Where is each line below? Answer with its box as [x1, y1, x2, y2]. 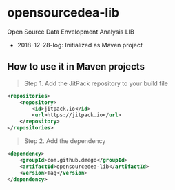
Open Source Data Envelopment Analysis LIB [7, 28, 134, 36]
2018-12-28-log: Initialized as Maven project [17, 41, 143, 49]
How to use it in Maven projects [7, 61, 145, 73]
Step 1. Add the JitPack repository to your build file [23, 79, 169, 87]
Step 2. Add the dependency [23, 137, 106, 145]
